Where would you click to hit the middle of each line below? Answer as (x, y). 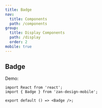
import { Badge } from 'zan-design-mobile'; (51, 92)
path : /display (25, 38)
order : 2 (18, 42)
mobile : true (18, 47)
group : (12, 28)
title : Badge (18, 10)
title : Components (29, 19)
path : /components (29, 24)
